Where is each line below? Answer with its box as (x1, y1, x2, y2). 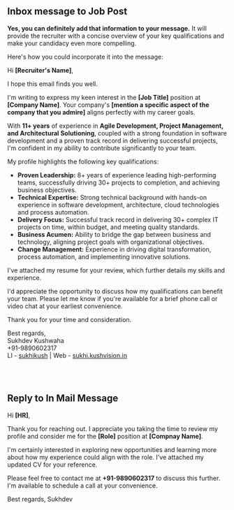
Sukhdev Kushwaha (7, 336, 64, 344)
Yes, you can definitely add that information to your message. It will (7, 24, 207, 32)
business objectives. (17, 185, 77, 194)
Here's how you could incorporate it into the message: (7, 52, 164, 61)
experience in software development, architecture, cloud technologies (17, 201, 220, 209)
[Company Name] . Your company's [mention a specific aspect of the (7, 101, 210, 109)
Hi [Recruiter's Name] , (7, 66, 73, 74)
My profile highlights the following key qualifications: (7, 157, 159, 166)
